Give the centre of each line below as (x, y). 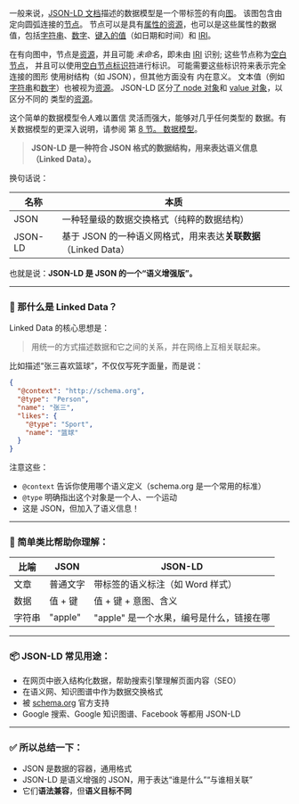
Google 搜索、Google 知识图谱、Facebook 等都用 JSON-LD (131, 714)
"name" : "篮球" (52, 432)
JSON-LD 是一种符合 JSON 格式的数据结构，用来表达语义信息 (144, 148)
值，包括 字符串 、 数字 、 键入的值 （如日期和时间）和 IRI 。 (113, 35)
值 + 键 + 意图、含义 (136, 602)
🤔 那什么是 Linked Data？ (64, 307)
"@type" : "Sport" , (59, 424)
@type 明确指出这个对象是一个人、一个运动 (100, 497)
